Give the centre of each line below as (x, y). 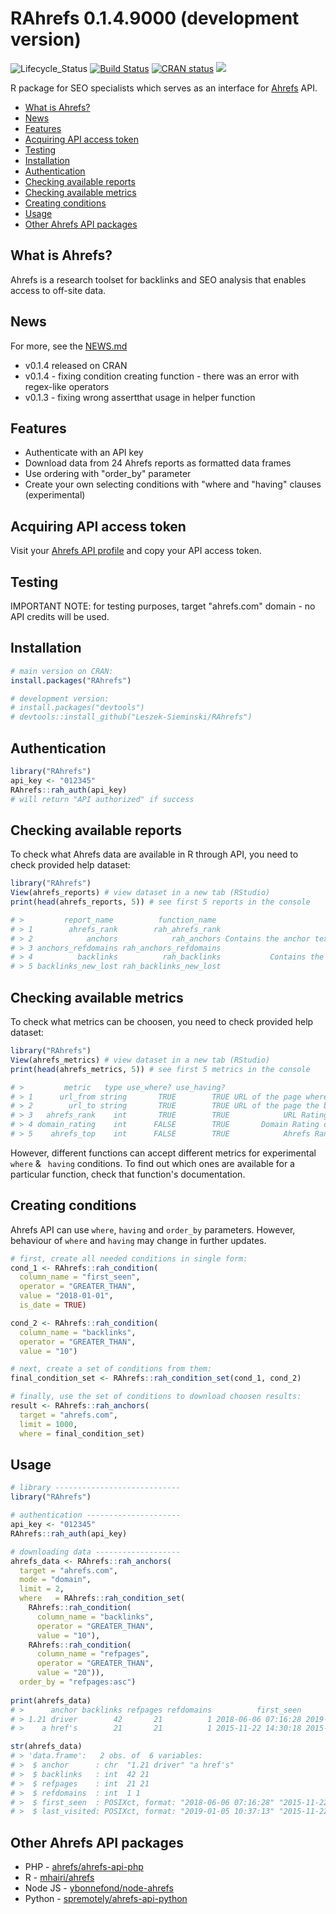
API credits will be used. (60, 616)
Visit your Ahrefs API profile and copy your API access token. (136, 551)
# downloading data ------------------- (96, 1552)
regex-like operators (67, 386)
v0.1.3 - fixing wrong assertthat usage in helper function (140, 397)
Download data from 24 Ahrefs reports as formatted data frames (158, 463)
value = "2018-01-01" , (66, 1296)
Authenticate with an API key (84, 453)
